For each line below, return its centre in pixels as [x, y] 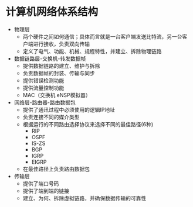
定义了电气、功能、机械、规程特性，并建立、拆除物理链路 [92, 51]
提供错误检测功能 [43, 80]
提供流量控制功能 [43, 88]
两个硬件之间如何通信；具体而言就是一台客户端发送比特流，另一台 [102, 36]
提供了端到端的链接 [46, 191]
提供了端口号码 [41, 183]
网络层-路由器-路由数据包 [45, 102]
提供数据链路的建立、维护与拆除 [61, 65]
